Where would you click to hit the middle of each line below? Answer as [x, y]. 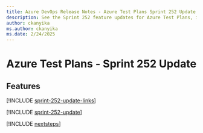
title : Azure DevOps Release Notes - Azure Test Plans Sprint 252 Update [101, 12]
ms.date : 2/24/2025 [31, 34]
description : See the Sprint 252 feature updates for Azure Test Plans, [100, 17]
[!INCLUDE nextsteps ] [34, 124]
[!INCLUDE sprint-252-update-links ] [51, 101]
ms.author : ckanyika [32, 29]
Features [23, 86]
